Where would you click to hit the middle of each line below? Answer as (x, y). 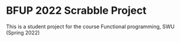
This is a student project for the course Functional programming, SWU (90, 26)
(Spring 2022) (23, 32)
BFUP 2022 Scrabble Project (76, 11)
